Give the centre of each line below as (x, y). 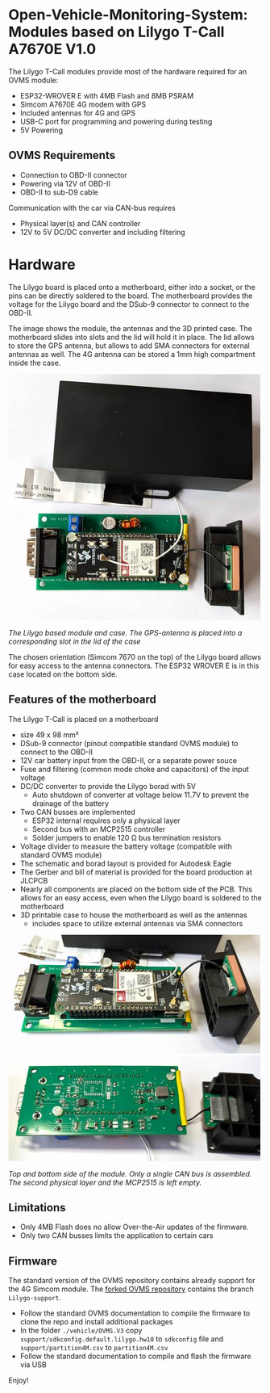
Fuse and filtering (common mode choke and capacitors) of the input (135, 769)
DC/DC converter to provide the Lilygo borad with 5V (108, 786)
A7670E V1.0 (52, 49)
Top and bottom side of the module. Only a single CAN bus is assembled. (130, 1173)
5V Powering (41, 130)
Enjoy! (19, 1380)
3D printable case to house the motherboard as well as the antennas (133, 915)
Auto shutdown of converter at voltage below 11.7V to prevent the (141, 795)
